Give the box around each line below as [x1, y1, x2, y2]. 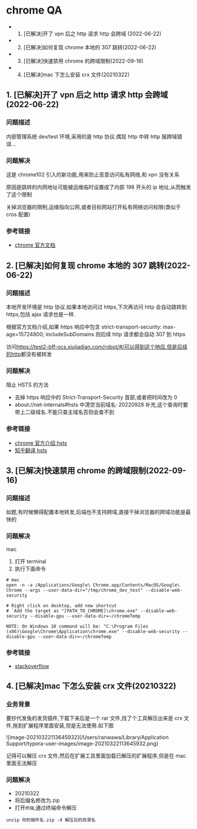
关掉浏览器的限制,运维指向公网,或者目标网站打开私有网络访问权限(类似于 [6, 203, 181, 210]
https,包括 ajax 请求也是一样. [6, 310, 76, 317]
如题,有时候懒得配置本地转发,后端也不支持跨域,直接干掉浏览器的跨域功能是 [6, 509, 186, 516]
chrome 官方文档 [14, 241, 56, 248]
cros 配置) [6, 211, 31, 218]
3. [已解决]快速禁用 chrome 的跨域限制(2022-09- [6, 466, 186, 476]
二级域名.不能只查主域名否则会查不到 [25, 408, 115, 416]
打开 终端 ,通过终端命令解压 [14, 804, 77, 811]
